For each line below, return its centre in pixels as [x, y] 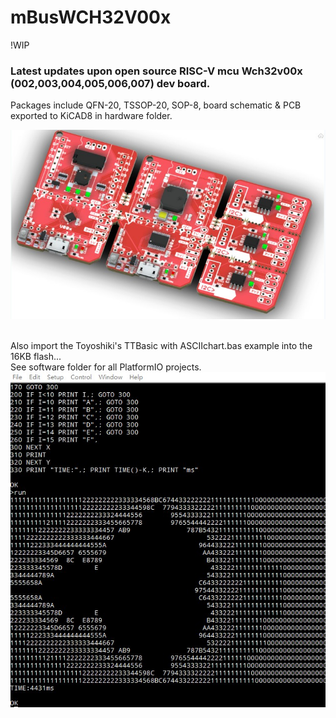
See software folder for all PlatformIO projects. [106, 367]
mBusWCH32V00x [91, 17]
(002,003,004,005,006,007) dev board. [110, 83]
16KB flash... [36, 356]
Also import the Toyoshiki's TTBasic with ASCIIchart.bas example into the [161, 345]
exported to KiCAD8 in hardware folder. [91, 116]
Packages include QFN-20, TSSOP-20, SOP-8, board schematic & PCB [156, 105]
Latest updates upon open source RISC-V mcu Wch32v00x [156, 71]
